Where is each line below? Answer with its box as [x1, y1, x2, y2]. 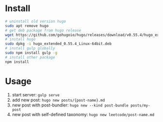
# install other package [5, 55, 55, 60]
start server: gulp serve [12, 91, 60, 97]
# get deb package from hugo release [5, 28, 81, 33]
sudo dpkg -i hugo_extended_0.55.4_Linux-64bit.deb [5, 42, 112, 46]
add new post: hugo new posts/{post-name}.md [12, 97, 105, 103]
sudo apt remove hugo [5, 23, 49, 28]
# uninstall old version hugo [5, 19, 66, 24]
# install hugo [5, 37, 36, 42]
